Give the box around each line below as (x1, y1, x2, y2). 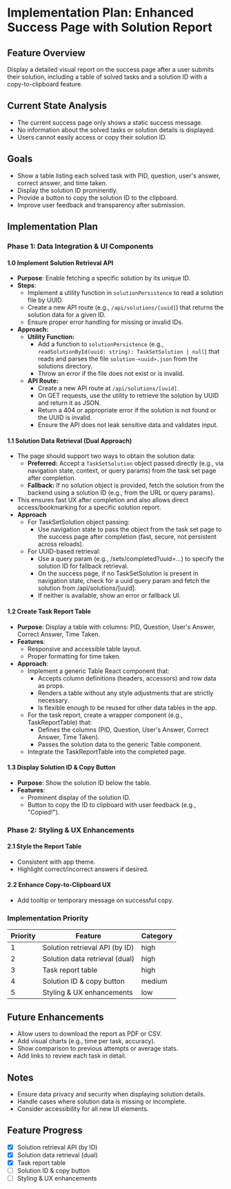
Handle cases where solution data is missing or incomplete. (17, 1097, 187, 1105)
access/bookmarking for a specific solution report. (17, 503, 161, 512)
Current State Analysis (7, 100, 108, 112)
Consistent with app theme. (17, 857, 96, 866)
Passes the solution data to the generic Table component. (37, 740, 202, 748)
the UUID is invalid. (37, 413, 92, 422)
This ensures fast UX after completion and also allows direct (17, 496, 188, 504)
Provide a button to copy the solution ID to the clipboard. (17, 193, 178, 202)
